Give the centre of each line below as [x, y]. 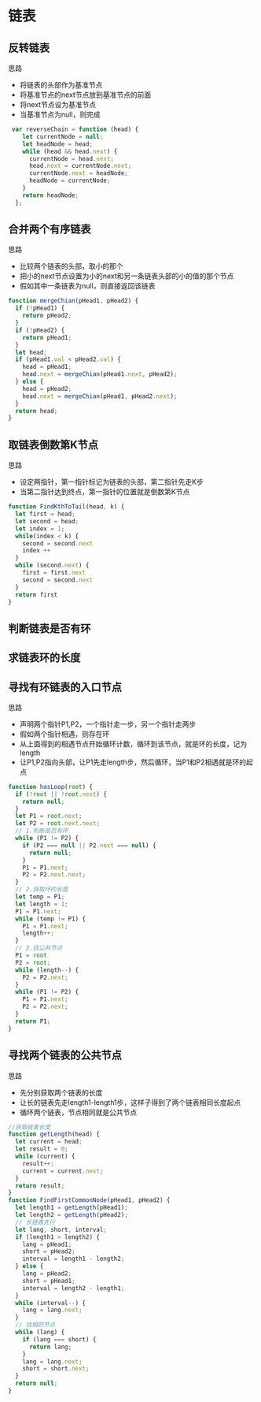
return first [37, 595]
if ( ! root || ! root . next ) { [61, 794]
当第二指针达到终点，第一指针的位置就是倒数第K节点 [105, 492]
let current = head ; [49, 1142]
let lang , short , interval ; [61, 1229]
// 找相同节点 [35, 1325]
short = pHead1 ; [49, 1281]
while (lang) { [40, 1333]
